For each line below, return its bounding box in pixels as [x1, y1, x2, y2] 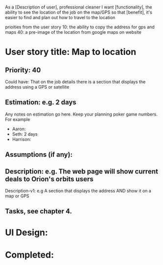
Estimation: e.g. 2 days [5, 98, 77, 107]
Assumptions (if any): [5, 150, 72, 159]
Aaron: [12, 126, 26, 132]
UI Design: [5, 227, 48, 238]
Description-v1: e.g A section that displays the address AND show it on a [5, 188, 152, 194]
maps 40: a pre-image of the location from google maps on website [5, 29, 142, 35]
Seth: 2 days [12, 131, 38, 137]
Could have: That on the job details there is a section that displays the [5, 79, 146, 85]
